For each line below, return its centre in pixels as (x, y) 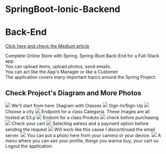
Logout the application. (29, 146)
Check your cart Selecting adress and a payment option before (80, 123)
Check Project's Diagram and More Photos (73, 93)
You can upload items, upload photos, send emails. (58, 67)
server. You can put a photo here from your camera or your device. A (83, 135)
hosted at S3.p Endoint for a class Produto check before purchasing (82, 117)
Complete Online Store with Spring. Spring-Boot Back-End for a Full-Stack (82, 56)
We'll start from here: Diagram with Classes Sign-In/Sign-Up (77, 105)
